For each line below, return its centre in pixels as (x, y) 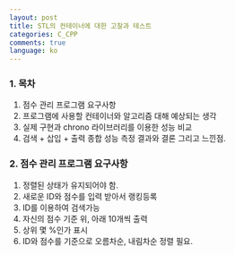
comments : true (38, 42)
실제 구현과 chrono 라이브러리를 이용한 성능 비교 (107, 127)
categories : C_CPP (44, 34)
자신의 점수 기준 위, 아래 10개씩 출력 (85, 218)
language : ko (34, 51)
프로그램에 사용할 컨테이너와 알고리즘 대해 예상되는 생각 (119, 116)
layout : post (34, 17)
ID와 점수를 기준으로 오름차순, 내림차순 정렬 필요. (107, 241)
